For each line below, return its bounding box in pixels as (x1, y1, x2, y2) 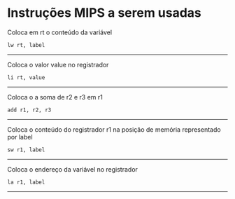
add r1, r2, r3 (7, 107, 52, 114)
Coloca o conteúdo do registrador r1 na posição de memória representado (7, 125, 222, 134)
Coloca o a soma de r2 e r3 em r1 (7, 92, 104, 101)
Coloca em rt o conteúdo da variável (7, 28, 113, 36)
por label (7, 132, 33, 141)
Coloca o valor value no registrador (7, 60, 109, 69)
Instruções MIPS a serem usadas (7, 5, 201, 21)
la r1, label (7, 179, 45, 186)
